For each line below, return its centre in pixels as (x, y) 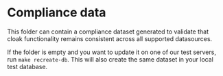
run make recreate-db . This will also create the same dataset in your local (110, 59)
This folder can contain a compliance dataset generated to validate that (108, 31)
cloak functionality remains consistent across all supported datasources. (110, 38)
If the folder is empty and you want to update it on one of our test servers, (111, 52)
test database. (27, 66)
